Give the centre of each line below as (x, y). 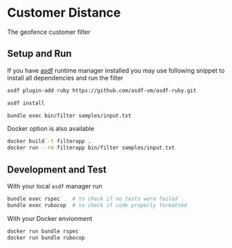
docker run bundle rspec (43, 231)
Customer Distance (64, 13)
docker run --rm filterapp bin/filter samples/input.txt (91, 148)
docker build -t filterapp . (49, 141)
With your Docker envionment (50, 218)
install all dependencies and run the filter (65, 78)
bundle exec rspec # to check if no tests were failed (92, 199)
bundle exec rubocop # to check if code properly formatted (97, 205)
